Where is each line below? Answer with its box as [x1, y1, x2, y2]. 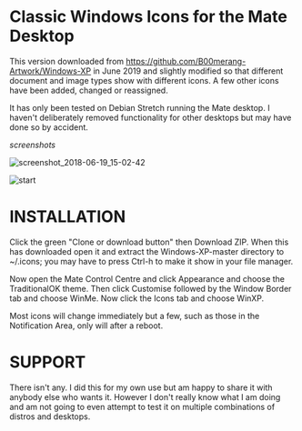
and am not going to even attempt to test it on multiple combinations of [9, 401, 276, 412]
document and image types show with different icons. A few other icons [9, 75, 279, 85]
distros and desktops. [9, 411, 91, 422]
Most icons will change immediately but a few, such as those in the [9, 310, 260, 321]
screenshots [9, 139, 56, 150]
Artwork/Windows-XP [9, 65, 92, 76]
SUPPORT [9, 352, 86, 373]
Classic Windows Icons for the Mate [9, 6, 288, 27]
